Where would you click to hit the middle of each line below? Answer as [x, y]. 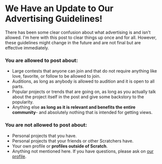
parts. [18, 87]
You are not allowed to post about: [46, 125]
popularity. [23, 102]
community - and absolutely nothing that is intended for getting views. [82, 112]
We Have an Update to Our [59, 9]
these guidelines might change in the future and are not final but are [73, 42]
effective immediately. [27, 48]
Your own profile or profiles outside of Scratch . [60, 146]
